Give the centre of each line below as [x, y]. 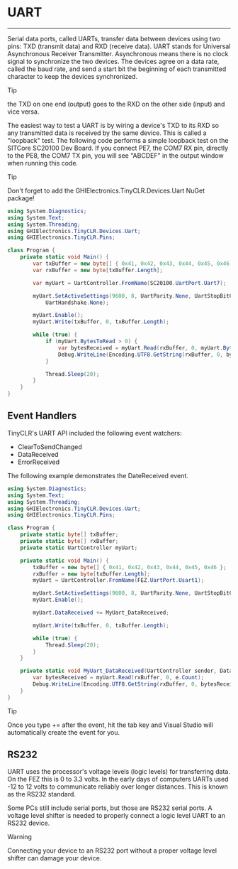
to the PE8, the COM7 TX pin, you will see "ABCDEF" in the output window [116, 155]
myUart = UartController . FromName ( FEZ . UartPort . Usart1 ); [118, 581]
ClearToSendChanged [50, 447]
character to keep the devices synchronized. [73, 76]
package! [21, 198]
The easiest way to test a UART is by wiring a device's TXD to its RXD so [113, 125]
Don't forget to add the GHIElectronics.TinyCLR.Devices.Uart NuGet [106, 190]
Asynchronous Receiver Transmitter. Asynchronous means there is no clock [118, 53]
